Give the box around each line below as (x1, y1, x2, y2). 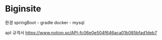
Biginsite (5, 3, 41, 14)
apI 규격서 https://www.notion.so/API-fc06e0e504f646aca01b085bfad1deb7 (5, 30, 158, 35)
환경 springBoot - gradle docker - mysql (5, 20, 85, 25)
